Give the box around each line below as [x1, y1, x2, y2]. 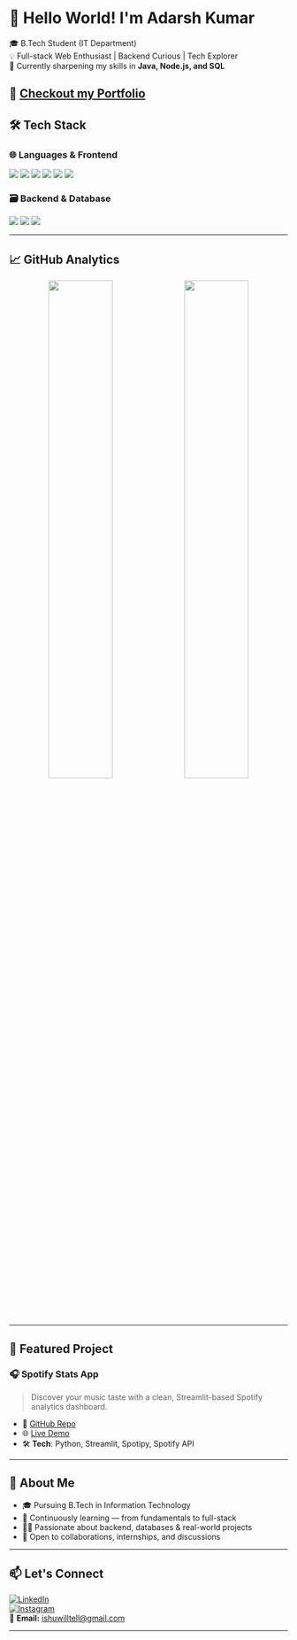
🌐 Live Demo [21, 1427, 70, 1438]
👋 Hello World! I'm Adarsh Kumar [9, 8, 255, 28]
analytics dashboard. [30, 1401, 108, 1411]
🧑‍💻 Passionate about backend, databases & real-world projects [21, 1521, 253, 1532]
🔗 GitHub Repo [21, 1418, 77, 1429]
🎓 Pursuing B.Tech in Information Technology [21, 1499, 192, 1510]
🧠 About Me [9, 1475, 75, 1491]
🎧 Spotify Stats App [9, 1368, 99, 1380]
